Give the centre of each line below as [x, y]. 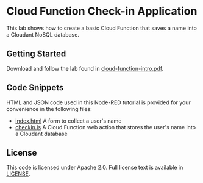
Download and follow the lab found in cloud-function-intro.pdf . [85, 68]
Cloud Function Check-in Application [102, 11]
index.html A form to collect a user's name [68, 121]
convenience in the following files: [49, 109]
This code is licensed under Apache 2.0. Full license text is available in [95, 167]
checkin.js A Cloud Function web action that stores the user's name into [105, 127]
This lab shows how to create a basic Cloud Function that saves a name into [101, 28]
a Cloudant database [41, 134]
